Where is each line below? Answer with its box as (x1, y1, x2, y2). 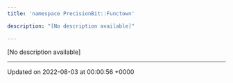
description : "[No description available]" (7, 22, 135, 30)
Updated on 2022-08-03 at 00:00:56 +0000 (7, 67, 135, 76)
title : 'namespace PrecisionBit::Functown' (7, 10, 135, 17)
